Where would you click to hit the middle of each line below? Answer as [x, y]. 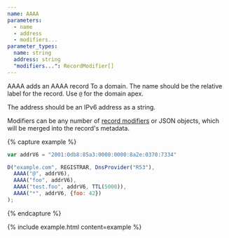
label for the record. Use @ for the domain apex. [75, 93]
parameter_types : [33, 46]
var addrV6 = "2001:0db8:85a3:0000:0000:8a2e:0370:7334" [92, 154]
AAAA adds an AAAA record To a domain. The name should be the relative [115, 86]
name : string [33, 53]
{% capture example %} [42, 142]
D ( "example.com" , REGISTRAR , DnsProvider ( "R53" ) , [81, 167]
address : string [37, 60]
